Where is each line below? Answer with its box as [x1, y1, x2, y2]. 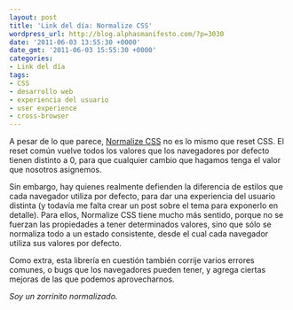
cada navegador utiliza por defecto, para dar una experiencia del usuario [9, 191, 276, 202]
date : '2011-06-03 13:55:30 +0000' [9, 37, 141, 47]
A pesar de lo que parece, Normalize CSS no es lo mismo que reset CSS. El [9, 136, 284, 147]
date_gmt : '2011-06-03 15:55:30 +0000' [9, 46, 157, 55]
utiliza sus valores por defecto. [9, 238, 123, 249]
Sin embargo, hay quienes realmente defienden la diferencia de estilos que [9, 182, 284, 192]
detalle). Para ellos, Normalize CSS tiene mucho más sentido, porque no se [9, 210, 284, 221]
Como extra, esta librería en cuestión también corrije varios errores [9, 255, 255, 266]
